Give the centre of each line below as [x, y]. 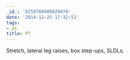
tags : [13, 23]
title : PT [19, 34]
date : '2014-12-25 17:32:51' [43, 17]
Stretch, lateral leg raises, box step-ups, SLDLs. [65, 50]
